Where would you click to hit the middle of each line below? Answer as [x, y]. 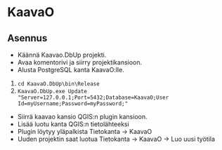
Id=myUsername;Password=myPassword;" [73, 104]
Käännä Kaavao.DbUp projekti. [62, 55]
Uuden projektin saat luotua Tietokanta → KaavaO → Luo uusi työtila [116, 139]
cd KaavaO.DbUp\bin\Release [58, 84]
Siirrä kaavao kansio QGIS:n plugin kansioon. [82, 117]
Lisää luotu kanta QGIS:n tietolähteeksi [73, 124]
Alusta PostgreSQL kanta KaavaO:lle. [71, 70]
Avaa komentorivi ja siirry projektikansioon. [80, 62]
